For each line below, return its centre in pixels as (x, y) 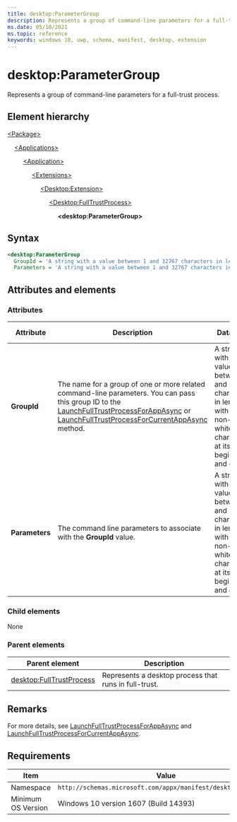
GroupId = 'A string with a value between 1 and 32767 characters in (118, 261)
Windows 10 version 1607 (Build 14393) (126, 804)
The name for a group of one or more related (132, 384)
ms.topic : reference (38, 34)
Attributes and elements (62, 289)
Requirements (39, 756)
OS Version (29, 808)
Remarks (28, 709)
